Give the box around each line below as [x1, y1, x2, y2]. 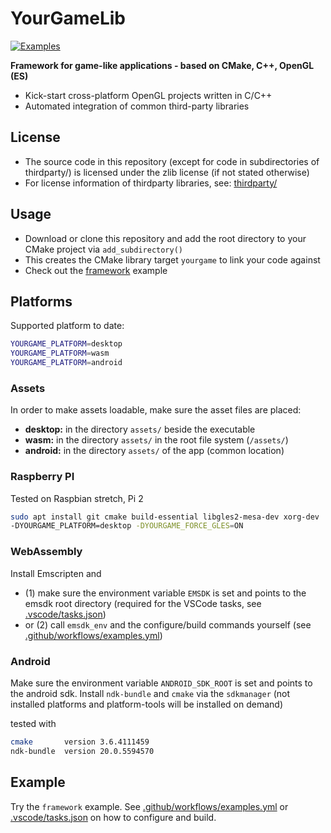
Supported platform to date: [10, 320, 125, 332]
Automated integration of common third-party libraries [24, 100, 250, 112]
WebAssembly [10, 545, 83, 559]
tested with [10, 717, 57, 729]
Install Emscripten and [10, 567, 102, 579]
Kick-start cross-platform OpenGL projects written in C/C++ [24, 89, 273, 101]
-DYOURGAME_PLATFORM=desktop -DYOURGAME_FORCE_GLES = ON [10, 521, 244, 531]
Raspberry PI [10, 470, 75, 484]
